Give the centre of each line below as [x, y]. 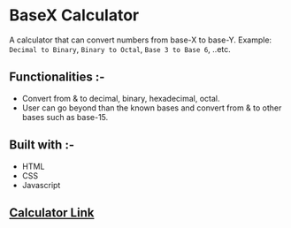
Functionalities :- [57, 77]
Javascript [41, 185]
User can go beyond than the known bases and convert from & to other [152, 108]
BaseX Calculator [74, 15]
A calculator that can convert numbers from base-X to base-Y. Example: [141, 40]
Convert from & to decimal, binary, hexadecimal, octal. [121, 98]
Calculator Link [52, 213]
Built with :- [42, 145]
